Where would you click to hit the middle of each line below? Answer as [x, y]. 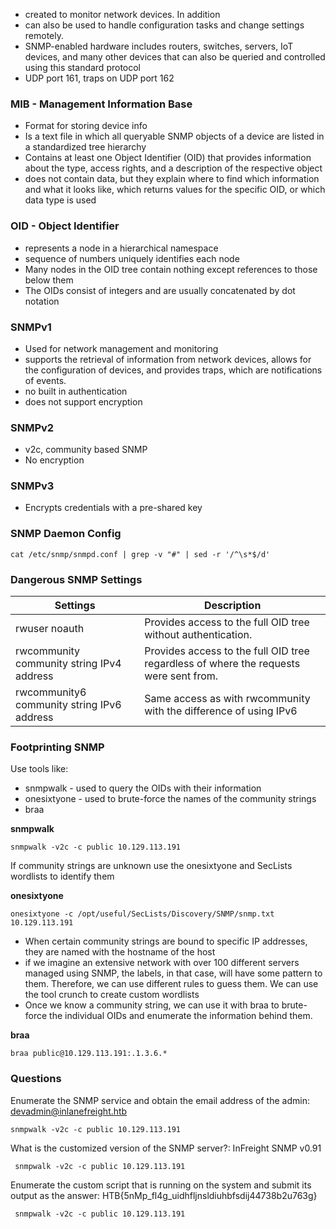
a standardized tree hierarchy [85, 147]
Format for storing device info [86, 126]
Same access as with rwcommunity [227, 699]
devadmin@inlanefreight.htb [69, 1111]
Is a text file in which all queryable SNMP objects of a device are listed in [174, 136]
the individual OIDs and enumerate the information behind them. [181, 1016]
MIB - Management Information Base [101, 104]
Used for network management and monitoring [121, 348]
